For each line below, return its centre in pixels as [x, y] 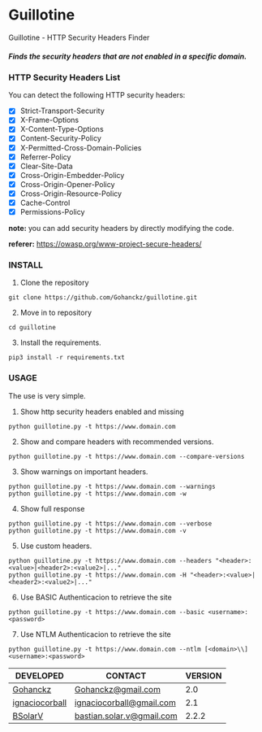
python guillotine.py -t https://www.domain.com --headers [110, 560]
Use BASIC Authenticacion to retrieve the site [96, 597]
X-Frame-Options [49, 120]
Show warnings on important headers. [84, 471]
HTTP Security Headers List [64, 77]
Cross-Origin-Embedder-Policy [72, 175]
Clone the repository [54, 283]
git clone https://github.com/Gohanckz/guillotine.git [103, 298]
